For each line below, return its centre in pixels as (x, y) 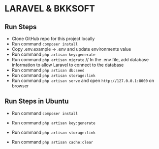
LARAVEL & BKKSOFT (50, 9)
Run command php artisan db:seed (48, 70)
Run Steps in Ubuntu (37, 101)
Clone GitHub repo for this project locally (53, 38)
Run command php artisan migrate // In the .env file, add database (80, 59)
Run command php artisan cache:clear (52, 142)
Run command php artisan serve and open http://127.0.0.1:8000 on (83, 80)
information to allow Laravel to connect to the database (68, 65)
